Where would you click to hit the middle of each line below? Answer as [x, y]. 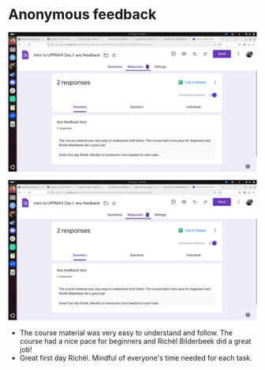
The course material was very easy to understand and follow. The [126, 332]
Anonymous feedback [82, 15]
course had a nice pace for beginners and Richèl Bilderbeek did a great [135, 341]
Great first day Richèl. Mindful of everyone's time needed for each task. [136, 357]
